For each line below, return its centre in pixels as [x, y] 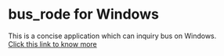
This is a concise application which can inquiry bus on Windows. [112, 36]
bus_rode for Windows [83, 14]
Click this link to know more [53, 44]
